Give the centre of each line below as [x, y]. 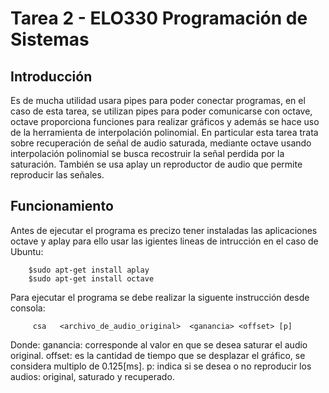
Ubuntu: [27, 251]
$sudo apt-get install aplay [89, 270]
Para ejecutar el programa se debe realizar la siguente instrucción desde [160, 297]
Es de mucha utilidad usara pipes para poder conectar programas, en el [158, 100]
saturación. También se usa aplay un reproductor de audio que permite [156, 164]
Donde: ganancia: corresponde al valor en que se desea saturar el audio [159, 344]
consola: [28, 308]
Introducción [51, 76]
